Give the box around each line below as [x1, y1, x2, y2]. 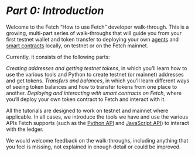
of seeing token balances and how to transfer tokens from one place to [6, 83, 177, 90]
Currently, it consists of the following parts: [6, 53, 110, 60]
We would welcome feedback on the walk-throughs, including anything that [6, 137, 189, 144]
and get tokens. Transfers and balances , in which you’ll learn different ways [6, 77, 190, 84]
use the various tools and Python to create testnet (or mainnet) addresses [6, 71, 184, 78]
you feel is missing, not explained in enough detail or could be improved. [6, 143, 181, 150]
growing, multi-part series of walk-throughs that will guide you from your [6, 29, 182, 36]
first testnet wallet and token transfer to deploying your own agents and [6, 36, 179, 43]
